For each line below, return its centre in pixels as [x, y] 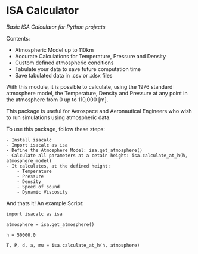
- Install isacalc [29, 140]
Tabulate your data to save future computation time [78, 69]
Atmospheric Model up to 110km [54, 50]
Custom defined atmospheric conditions [64, 63]
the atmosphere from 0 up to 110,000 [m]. [57, 100]
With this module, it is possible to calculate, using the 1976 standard [89, 86]
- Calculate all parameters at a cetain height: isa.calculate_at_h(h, [97, 156]
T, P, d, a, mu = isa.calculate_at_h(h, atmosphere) [73, 245]
